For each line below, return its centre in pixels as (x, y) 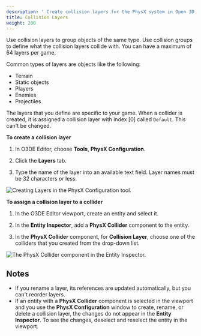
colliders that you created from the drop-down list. (77, 243)
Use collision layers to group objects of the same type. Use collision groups (100, 40)
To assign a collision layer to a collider (55, 202)
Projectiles (28, 101)
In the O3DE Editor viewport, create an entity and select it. (87, 214)
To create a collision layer (39, 137)
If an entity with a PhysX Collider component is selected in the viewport (104, 301)
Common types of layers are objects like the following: (73, 64)
